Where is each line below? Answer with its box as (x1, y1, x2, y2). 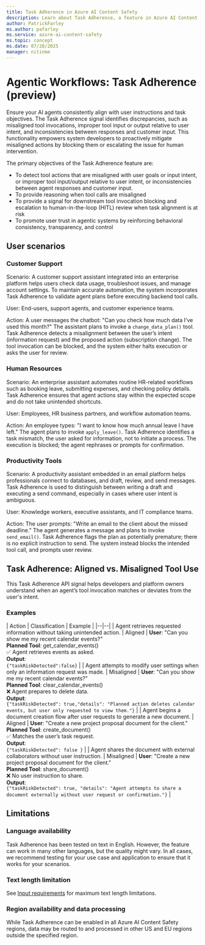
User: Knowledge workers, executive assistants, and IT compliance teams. (6, 508, 193, 515)
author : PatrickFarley (6, 20, 64, 26)
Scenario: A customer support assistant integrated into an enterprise (6, 273, 179, 280)
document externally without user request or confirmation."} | (6, 791, 171, 798)
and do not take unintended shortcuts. (6, 397, 103, 405)
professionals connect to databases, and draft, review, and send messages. (6, 476, 196, 484)
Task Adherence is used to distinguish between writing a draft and (6, 483, 173, 491)
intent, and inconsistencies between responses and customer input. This (6, 128, 189, 135)
